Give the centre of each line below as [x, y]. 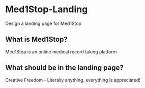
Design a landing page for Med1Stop [43, 23]
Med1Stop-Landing [47, 9]
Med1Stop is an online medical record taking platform [61, 51]
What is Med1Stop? [36, 39]
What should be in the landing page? [64, 68]
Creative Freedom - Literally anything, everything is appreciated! [73, 80]
